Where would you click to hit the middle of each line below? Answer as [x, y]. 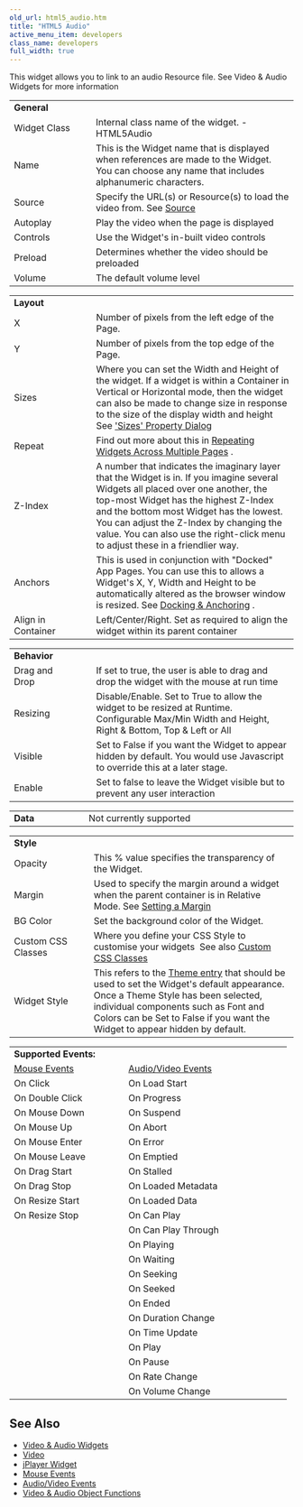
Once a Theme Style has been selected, [178, 995]
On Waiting [152, 1260]
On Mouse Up [43, 1127]
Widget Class [42, 128]
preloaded [118, 263]
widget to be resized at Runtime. [164, 707]
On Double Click [48, 1098]
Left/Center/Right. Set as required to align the [192, 620]
